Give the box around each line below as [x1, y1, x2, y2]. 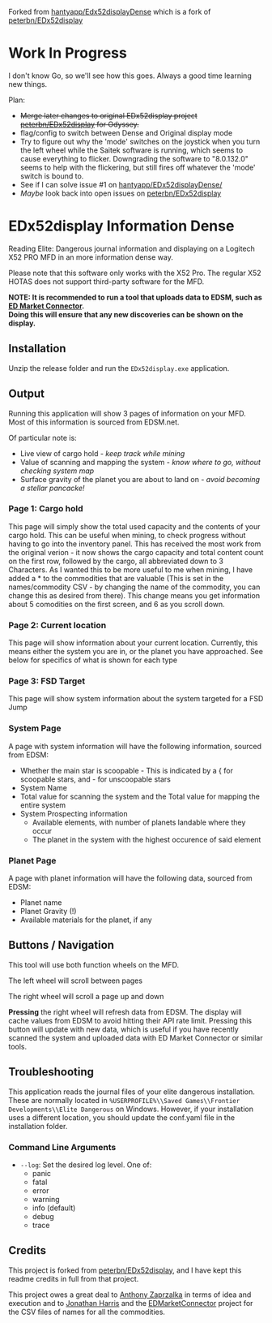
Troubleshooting [8, 1065, 95, 1079]
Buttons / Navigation [8, 938, 115, 952]
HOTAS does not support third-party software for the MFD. [8, 276, 205, 287]
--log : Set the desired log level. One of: [19, 1160, 152, 1170]
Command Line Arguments [8, 1141, 117, 1153]
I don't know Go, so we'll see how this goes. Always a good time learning [8, 71, 253, 80]
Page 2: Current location [8, 619, 107, 631]
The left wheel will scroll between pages [8, 976, 143, 985]
